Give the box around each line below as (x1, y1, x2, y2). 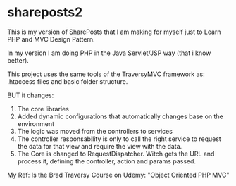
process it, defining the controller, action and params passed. (17, 156, 196, 166)
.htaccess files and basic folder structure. (7, 77, 128, 85)
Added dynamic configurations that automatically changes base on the (17, 112, 223, 120)
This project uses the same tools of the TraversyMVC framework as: (7, 70, 206, 78)
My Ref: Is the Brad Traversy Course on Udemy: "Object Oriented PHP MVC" (7, 170, 230, 179)
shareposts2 (7, 4, 83, 20)
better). (7, 56, 30, 64)
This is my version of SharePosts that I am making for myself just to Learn (7, 27, 221, 36)
